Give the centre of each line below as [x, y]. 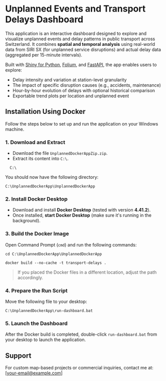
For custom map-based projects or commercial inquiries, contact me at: [79, 368]
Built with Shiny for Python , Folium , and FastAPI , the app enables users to [81, 65]
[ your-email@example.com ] [34, 373]
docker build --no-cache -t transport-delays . [56, 263]
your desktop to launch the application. [46, 340]
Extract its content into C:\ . [40, 159]
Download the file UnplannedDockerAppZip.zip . [60, 153]
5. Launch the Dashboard [36, 323]
